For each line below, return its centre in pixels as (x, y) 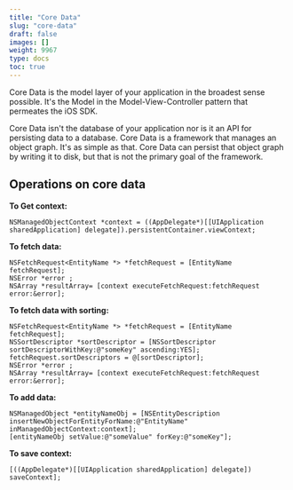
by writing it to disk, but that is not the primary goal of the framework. (136, 156)
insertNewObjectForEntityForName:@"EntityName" (99, 421)
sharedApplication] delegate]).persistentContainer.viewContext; (132, 230)
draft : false (33, 34)
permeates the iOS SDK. (54, 111)
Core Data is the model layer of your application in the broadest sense (137, 92)
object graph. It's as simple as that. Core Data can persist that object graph (146, 146)
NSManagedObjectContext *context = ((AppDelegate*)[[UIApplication (137, 222)
